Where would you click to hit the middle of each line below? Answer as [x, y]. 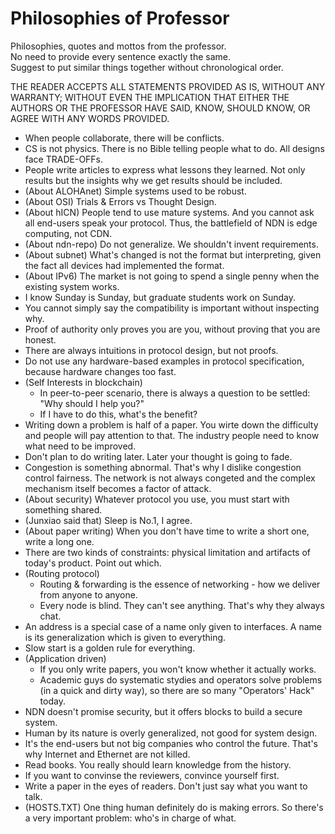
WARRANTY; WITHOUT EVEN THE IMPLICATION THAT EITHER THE [150, 97]
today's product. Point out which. [93, 563]
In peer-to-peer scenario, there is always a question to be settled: [175, 393]
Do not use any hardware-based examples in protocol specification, [164, 361]
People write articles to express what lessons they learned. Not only [165, 169]
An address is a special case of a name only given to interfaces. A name [173, 626]
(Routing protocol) [62, 573]
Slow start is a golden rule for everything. [110, 648]
